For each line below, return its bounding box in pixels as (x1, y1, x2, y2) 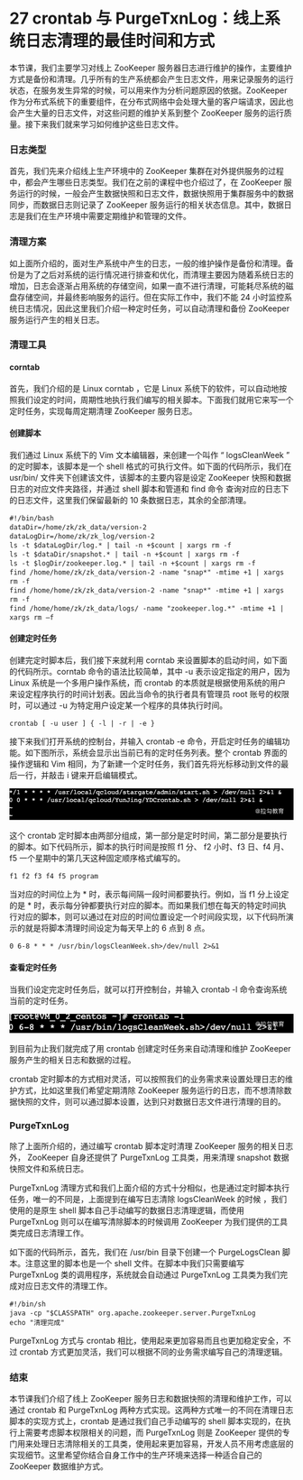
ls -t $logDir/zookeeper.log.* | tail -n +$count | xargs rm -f (9, 558, 256, 568)
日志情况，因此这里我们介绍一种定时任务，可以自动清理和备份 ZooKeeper (16, 303, 290, 314)
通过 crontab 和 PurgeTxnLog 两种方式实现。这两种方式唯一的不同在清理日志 (9, 1404, 294, 1416)
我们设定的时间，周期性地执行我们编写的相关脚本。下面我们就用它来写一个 (16, 394, 294, 405)
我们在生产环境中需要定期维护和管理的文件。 (24, 211, 191, 222)
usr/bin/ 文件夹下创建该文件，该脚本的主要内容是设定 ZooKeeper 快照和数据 (9, 472, 291, 483)
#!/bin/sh (9, 1300, 47, 1309)
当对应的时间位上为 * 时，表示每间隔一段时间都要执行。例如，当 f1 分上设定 (9, 889, 289, 900)
